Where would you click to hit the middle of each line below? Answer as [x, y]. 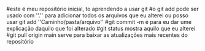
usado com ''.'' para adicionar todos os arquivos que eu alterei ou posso [98, 15]
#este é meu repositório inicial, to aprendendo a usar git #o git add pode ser [102, 9]
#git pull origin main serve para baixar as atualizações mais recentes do [97, 35]
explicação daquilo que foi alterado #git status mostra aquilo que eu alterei [101, 28]
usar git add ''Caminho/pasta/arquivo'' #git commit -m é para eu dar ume [99, 22]
